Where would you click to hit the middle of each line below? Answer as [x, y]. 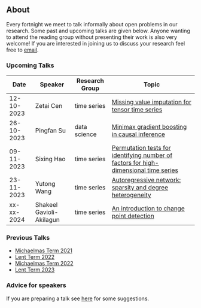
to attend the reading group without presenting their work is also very [92, 37]
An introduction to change [148, 209]
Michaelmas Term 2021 [44, 250]
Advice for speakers [36, 285]
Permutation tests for [141, 148]
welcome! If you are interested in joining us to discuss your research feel [96, 43]
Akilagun [47, 220]
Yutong [45, 184]
